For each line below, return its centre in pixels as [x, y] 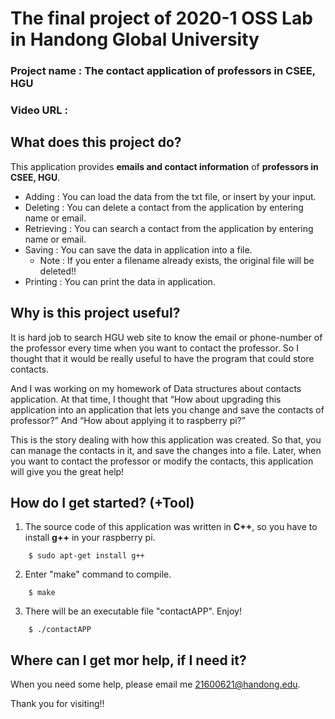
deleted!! [58, 271]
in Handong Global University [135, 39]
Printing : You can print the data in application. [120, 281]
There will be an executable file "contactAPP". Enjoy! [133, 611]
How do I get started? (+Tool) [102, 503]
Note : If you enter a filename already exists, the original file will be [177, 260]
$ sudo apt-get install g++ [86, 556]
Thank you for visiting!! [57, 704]
